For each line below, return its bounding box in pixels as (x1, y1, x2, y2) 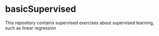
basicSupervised (5, 3, 76, 15)
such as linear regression (5, 25, 57, 31)
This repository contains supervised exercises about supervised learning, (5, 20, 154, 26)
